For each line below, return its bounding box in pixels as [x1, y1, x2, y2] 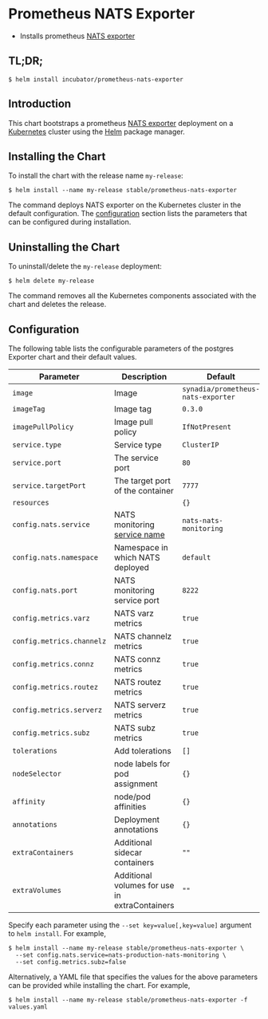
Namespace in [114, 542, 169, 553]
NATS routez [114, 677, 162, 687]
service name [114, 529, 165, 540]
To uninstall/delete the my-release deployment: [8, 262, 162, 271]
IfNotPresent [182, 423, 231, 431]
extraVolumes [12, 886, 62, 895]
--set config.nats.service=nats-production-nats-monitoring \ [15, 951, 227, 959]
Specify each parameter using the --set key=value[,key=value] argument [8, 920, 252, 930]
